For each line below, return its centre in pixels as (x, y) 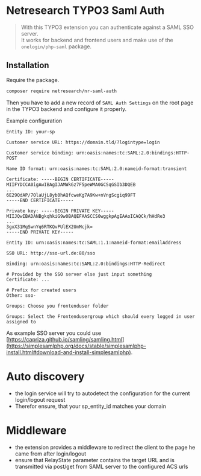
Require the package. (33, 80)
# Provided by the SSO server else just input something (79, 274)
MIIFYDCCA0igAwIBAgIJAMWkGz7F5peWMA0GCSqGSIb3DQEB (71, 185)
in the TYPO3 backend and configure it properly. (66, 109)
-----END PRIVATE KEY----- (40, 232)
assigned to (21, 322)
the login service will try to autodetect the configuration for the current (103, 393)
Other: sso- (21, 295)
